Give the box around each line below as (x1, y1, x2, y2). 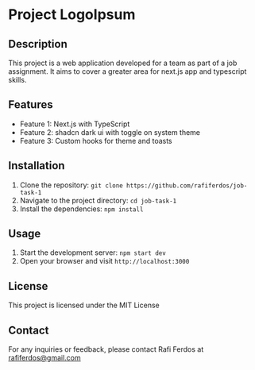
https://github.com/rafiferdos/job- (126, 181, 248, 190)
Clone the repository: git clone (19, 180, 123, 190)
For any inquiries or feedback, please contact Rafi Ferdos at (8, 345, 204, 354)
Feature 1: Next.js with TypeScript (19, 119, 130, 129)
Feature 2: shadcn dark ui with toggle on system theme (19, 127, 201, 137)
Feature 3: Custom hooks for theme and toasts (19, 136, 172, 145)
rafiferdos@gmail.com (8, 353, 81, 363)
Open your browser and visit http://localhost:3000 (19, 256, 190, 266)
